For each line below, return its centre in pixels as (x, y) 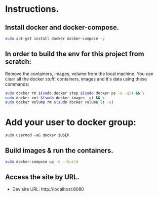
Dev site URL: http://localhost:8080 (48, 189)
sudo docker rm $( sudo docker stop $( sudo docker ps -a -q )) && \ (75, 93)
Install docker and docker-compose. (62, 27)
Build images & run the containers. (59, 150)
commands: (17, 84)
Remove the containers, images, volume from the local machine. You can (79, 74)
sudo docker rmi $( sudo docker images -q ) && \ (55, 98)
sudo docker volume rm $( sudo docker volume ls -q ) (59, 102)
